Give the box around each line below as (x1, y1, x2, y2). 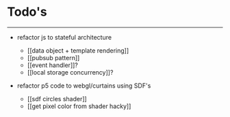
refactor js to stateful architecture (16, 33, 112, 41)
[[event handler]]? (27, 61, 79, 69)
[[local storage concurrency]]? (27, 68, 114, 76)
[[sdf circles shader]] (27, 94, 87, 103)
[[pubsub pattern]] (27, 53, 80, 62)
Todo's (7, 4, 47, 20)
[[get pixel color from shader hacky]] (27, 102, 131, 110)
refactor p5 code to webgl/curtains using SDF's (16, 81, 151, 90)
